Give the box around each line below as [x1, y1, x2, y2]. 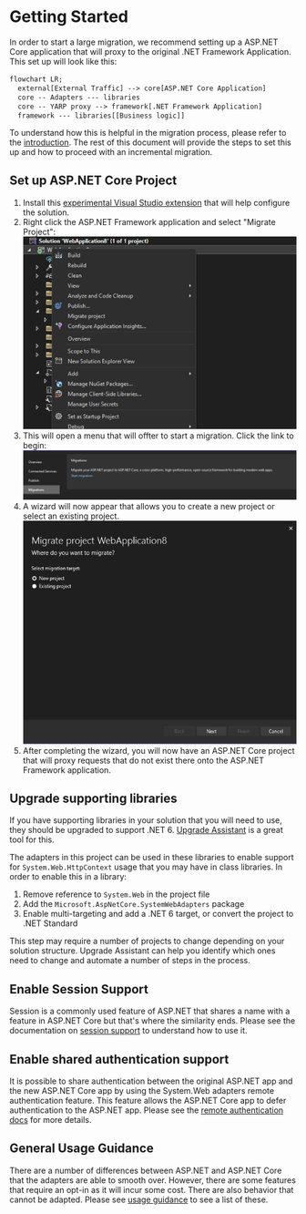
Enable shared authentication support [9, 1051, 229, 1067]
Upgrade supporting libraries [9, 790, 178, 806]
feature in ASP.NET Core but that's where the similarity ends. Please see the [9, 1015, 296, 1026]
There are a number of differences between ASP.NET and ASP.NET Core [9, 1165, 282, 1176]
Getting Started [9, 6, 129, 27]
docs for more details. [9, 1114, 92, 1125]
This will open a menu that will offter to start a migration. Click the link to [22, 430, 294, 441]
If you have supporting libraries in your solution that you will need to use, [9, 815, 282, 826]
